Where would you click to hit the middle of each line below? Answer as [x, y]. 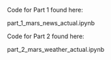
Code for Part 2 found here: [46, 36]
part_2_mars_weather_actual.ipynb [56, 49]
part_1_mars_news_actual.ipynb [51, 23]
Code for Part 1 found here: [45, 10]
